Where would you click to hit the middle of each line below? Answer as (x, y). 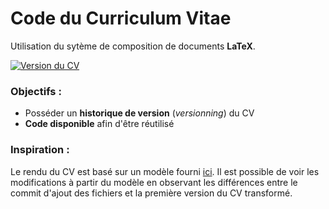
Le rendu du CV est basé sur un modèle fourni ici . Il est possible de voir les (165, 171)
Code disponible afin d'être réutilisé (99, 124)
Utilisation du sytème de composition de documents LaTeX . (133, 46)
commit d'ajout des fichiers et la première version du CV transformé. (151, 193)
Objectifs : (36, 91)
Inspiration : (40, 150)
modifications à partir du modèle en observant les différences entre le (154, 182)
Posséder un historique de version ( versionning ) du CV (139, 113)
